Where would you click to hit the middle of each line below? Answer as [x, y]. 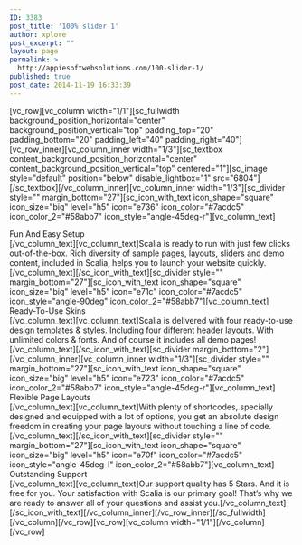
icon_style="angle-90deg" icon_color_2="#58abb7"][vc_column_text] [139, 301]
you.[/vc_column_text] [245, 503]
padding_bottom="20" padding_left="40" [87, 139]
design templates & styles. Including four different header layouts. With [142, 330]
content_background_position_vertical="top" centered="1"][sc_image [139, 168]
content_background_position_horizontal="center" [104, 158]
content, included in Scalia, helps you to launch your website [123, 262]
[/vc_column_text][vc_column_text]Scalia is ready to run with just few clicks [150, 243]
